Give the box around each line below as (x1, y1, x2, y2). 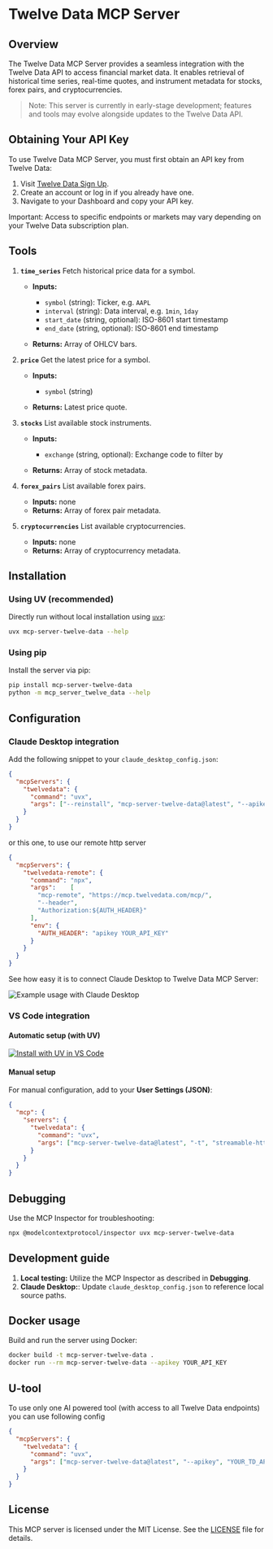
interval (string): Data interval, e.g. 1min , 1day (44, 306, 199, 316)
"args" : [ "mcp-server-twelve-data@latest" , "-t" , (37, 1139, 209, 1147)
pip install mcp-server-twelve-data (8, 681, 132, 689)
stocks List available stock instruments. (19, 418, 152, 427)
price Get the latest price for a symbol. (19, 355, 150, 365)
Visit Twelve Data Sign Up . (19, 178, 110, 188)
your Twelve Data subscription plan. (8, 221, 129, 230)
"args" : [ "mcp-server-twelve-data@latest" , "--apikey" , (29, 1458, 223, 1466)
